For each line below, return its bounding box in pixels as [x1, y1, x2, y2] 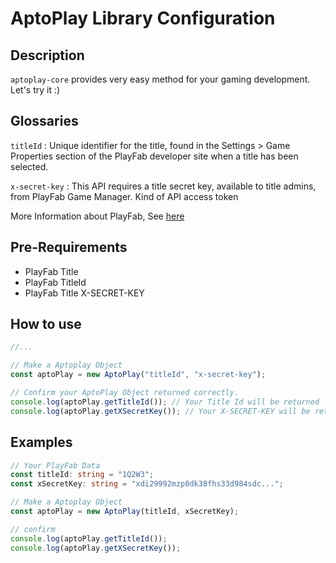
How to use [10, 316, 82, 333]
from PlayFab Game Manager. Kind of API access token [10, 190, 239, 202]
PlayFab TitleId [24, 276, 87, 288]
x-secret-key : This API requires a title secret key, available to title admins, [10, 180, 317, 192]
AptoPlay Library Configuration [10, 7, 276, 30]
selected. [10, 160, 49, 172]
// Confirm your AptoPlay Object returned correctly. [10, 388, 240, 398]
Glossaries [10, 113, 79, 130]
